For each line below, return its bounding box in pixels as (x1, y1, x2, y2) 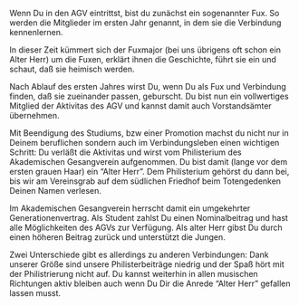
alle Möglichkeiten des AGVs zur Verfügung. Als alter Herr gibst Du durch (9, 222, 283, 233)
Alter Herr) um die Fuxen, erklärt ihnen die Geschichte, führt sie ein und (9, 54, 276, 64)
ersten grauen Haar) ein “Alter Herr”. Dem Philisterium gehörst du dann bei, (9, 167, 290, 177)
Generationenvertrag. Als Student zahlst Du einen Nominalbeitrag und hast (9, 213, 288, 223)
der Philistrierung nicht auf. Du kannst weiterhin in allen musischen (9, 269, 258, 279)
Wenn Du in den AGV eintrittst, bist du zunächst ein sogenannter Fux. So (9, 8, 280, 18)
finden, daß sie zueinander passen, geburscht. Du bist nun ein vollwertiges (9, 91, 289, 101)
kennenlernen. (9, 27, 63, 37)
